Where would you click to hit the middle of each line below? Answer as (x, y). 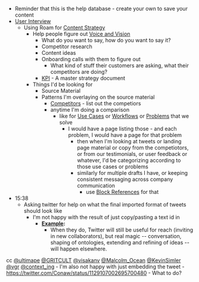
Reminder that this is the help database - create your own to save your (101, 9)
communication (96, 186)
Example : (53, 223)
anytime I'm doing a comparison (90, 110)
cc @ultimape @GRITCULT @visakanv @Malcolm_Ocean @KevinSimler (94, 260)
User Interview (33, 21)
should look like (43, 211)
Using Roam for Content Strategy (64, 27)
